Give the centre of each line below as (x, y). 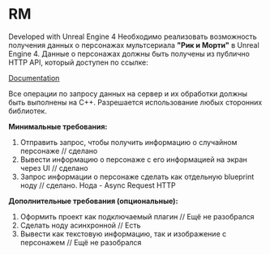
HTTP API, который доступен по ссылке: (78, 62)
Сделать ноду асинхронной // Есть (80, 225)
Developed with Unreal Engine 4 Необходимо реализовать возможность (133, 36)
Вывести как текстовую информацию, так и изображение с (123, 234)
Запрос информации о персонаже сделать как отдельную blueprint (137, 176)
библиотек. (28, 111)
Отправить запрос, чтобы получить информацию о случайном (129, 142)
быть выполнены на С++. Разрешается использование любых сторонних (135, 102)
